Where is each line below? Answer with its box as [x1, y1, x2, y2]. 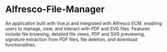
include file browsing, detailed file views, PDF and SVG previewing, [5, 31, 146, 37]
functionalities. [5, 41, 37, 47]
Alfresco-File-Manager [5, 4, 105, 15]
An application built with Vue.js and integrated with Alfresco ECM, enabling [5, 20, 162, 26]
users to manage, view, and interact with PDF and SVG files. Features [5, 25, 150, 31]
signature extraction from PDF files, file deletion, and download [5, 36, 138, 42]
